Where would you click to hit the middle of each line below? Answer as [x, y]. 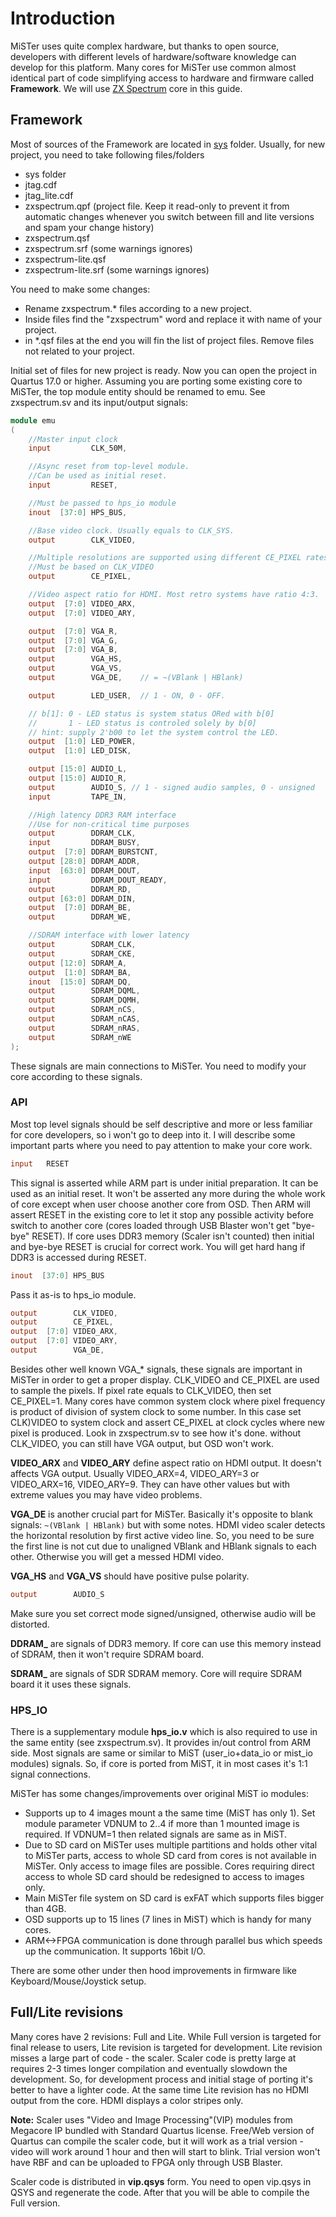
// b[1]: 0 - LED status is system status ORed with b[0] [151, 713]
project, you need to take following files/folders [107, 154]
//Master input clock [73, 439]
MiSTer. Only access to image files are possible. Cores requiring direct [169, 1866]
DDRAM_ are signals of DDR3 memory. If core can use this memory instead [166, 1643]
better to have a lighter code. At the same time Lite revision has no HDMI [160, 2089]
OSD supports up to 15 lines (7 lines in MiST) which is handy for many [168, 1919]
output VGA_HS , [75, 659]
